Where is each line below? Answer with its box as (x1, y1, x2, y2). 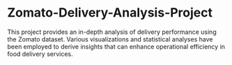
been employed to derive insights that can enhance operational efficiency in (7, 42, 225, 50)
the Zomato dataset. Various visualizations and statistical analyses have (7, 35, 213, 43)
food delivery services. (7, 50, 73, 58)
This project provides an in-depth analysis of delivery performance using (7, 28, 217, 36)
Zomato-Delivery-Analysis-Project (7, 5, 213, 21)
